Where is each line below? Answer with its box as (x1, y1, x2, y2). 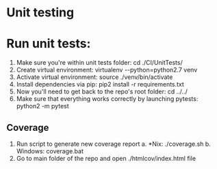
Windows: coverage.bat (16, 147, 84, 155)
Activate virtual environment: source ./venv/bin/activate (16, 73, 173, 81)
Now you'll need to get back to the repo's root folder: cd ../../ (16, 87, 188, 96)
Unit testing (6, 5, 75, 20)
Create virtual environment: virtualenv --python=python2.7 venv (16, 66, 198, 74)
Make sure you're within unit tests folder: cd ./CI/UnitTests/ (16, 59, 183, 67)
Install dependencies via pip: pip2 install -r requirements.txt (16, 80, 184, 89)
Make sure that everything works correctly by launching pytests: (16, 95, 199, 103)
